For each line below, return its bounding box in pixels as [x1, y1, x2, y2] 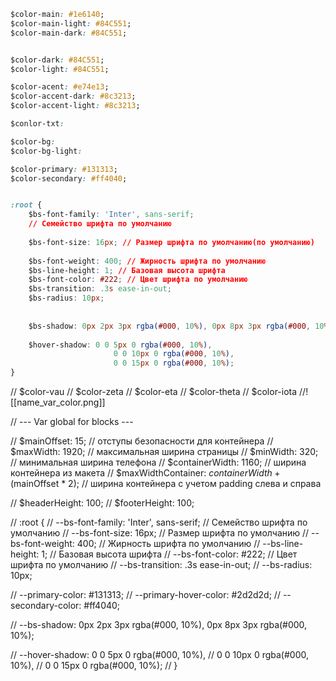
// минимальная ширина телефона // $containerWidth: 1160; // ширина [10, 456, 307, 468]
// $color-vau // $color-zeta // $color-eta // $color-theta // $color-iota [10, 386, 298, 397]
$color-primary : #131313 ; [10, 164, 118, 174]
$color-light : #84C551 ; [10, 64, 110, 74]
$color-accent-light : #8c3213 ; [10, 101, 141, 111]
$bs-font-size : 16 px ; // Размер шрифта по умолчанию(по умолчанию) [28, 237, 315, 247]
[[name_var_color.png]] [10, 396, 106, 408]
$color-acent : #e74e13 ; [10, 82, 110, 92]
